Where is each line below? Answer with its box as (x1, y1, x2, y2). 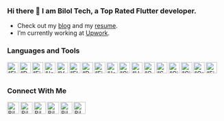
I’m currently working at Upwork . (16, 29, 110, 37)
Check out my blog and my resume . (16, 22, 118, 30)
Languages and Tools (7, 46, 80, 55)
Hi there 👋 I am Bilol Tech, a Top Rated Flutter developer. (7, 6, 197, 16)
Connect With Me (7, 85, 67, 95)
